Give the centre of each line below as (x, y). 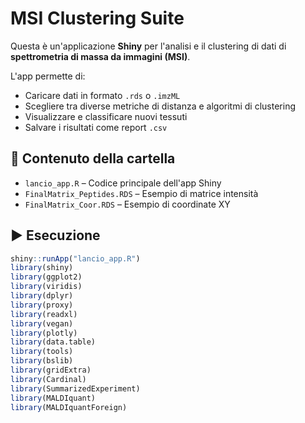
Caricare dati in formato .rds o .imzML (102, 95)
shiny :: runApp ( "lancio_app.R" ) (75, 258)
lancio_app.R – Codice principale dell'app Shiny (123, 183)
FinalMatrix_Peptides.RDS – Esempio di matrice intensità (141, 193)
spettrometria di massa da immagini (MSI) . (100, 56)
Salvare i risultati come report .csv (96, 127)
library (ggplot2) (46, 277)
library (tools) (42, 352)
